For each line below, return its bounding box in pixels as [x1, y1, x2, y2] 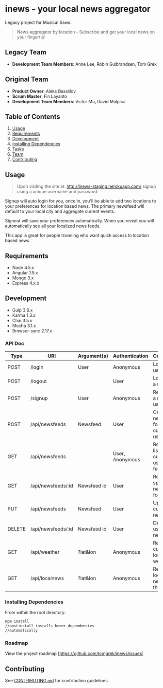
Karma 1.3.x [12, 312, 35, 318]
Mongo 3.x [12, 275, 34, 281]
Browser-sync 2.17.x [12, 327, 52, 334]
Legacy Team [5, 48, 47, 56]
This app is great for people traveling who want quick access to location [5, 233, 149, 238]
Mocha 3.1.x [12, 323, 36, 328]
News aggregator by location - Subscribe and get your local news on [16, 29, 155, 35]
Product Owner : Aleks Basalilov [12, 88, 76, 94]
